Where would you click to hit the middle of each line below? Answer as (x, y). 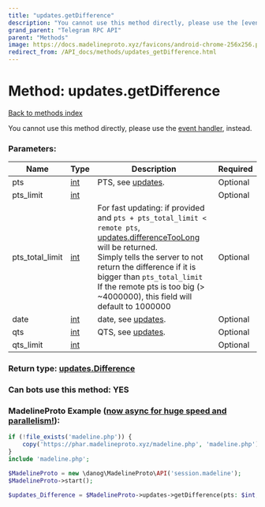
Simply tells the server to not (150, 257)
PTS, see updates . (131, 182)
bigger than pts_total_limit (150, 277)
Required (235, 169)
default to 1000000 (134, 307)
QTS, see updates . (131, 332)
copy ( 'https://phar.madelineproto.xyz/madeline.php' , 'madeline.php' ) (141, 445)
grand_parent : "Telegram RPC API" (65, 30)
